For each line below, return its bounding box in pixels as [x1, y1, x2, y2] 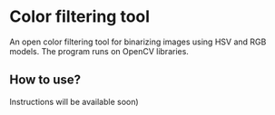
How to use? [9, 72, 82, 88]
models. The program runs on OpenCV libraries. [9, 45, 189, 56]
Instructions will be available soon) [9, 96, 139, 107]
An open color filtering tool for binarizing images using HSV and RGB [9, 36, 267, 47]
